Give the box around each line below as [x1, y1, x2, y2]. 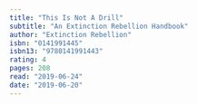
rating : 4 [9, 55, 47, 64]
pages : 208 [9, 64, 51, 73]
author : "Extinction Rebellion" [9, 30, 132, 39]
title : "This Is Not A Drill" [9, 13, 124, 23]
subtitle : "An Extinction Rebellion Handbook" [9, 22, 189, 31]
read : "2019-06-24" [9, 72, 84, 81]
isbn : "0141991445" [9, 38, 84, 48]
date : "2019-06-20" [9, 80, 84, 90]
